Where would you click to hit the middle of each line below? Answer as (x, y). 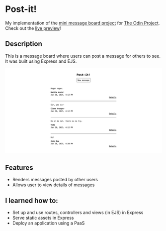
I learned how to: (32, 200)
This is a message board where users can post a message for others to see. (83, 56)
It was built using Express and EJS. (41, 61)
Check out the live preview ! (33, 28)
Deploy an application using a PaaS (48, 223)
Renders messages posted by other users (55, 180)
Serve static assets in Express (43, 218)
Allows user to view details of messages (53, 185)
